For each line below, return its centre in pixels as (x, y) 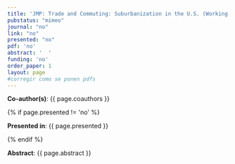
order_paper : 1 (30, 66)
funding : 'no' (28, 60)
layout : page (26, 72)
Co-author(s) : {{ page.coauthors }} (59, 99)
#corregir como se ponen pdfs (52, 79)
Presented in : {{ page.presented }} (58, 126)
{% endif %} (25, 139)
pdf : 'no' (22, 46)
